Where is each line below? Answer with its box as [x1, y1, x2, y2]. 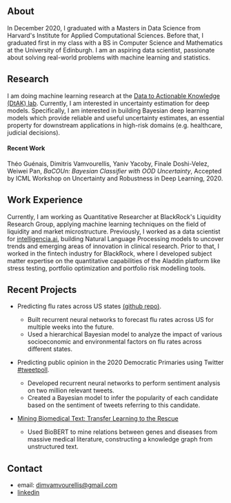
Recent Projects [7, 284, 77, 296]
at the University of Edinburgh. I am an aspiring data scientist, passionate [7, 46, 215, 54]
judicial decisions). [7, 128, 61, 137]
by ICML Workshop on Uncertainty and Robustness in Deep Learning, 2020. [7, 174, 223, 182]
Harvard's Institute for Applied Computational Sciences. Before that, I [7, 31, 204, 39]
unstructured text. [27, 442, 79, 451]
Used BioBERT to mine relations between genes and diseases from [27, 428, 218, 436]
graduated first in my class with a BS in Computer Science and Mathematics [7, 38, 223, 47]
